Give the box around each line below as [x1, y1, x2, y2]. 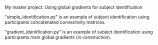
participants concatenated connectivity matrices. [4, 19, 106, 25]
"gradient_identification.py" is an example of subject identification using [4, 29, 153, 34]
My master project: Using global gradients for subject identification [4, 4, 143, 10]
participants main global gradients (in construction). [4, 34, 111, 40]
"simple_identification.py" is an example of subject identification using [4, 14, 149, 19]
